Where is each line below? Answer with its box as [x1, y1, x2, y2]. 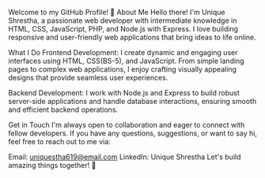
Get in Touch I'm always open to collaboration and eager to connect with [8, 121, 245, 129]
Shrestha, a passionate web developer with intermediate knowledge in [8, 16, 237, 25]
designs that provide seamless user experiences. [8, 73, 168, 82]
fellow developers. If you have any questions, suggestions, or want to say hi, [8, 128, 257, 138]
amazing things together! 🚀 [8, 161, 97, 169]
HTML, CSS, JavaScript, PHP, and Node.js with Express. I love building [8, 24, 239, 33]
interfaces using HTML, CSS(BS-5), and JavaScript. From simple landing [8, 56, 244, 65]
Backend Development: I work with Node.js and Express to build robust [8, 88, 240, 98]
